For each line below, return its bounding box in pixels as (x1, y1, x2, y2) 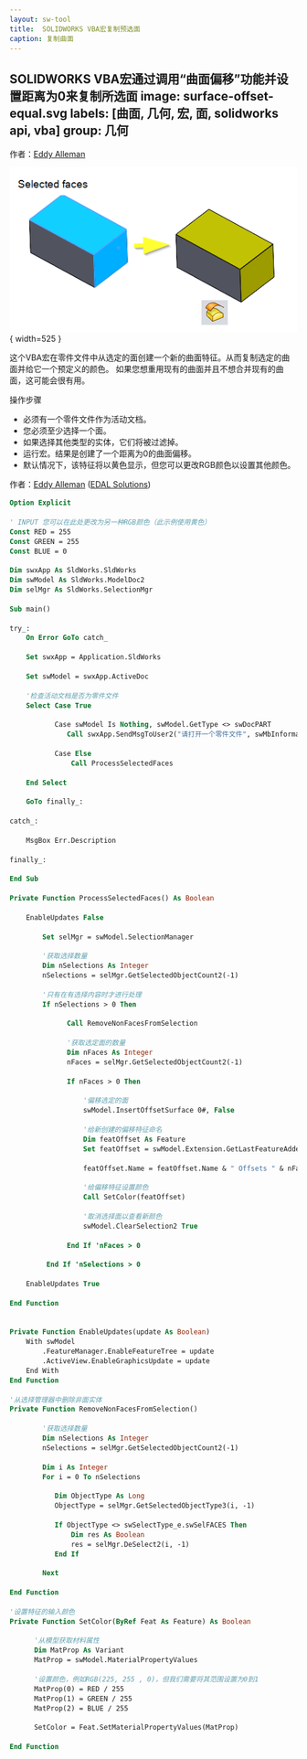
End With (26, 1366, 59, 1375)
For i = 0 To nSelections (42, 1472, 142, 1481)
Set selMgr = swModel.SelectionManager (42, 933, 195, 942)
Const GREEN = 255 (9, 537, 79, 546)
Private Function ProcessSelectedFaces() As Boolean (9, 894, 215, 903)
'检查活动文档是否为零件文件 (26, 691, 119, 700)
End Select (26, 778, 68, 787)
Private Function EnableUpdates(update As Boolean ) (9, 1327, 210, 1337)
